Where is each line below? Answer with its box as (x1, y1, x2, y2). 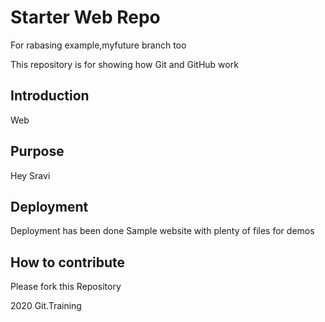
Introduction (10, 87, 90, 105)
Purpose (10, 143, 65, 160)
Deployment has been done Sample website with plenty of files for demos (10, 225, 315, 237)
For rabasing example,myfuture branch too (10, 39, 187, 51)
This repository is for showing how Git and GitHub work (10, 58, 239, 70)
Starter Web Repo (10, 6, 161, 29)
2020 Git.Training (10, 300, 82, 312)
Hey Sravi (10, 169, 51, 181)
